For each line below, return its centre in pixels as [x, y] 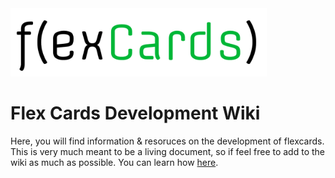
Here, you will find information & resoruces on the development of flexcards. [167, 141]
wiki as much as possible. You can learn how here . [114, 162]
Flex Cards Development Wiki [135, 113]
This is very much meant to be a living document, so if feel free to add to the [167, 151]
